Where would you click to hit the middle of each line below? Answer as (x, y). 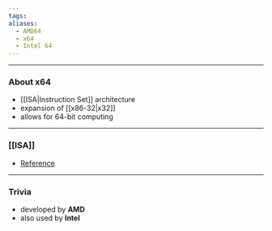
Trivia (20, 191)
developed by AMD (52, 210)
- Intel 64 (34, 46)
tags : (17, 16)
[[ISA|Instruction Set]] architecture (78, 100)
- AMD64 (29, 31)
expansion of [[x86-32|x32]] (68, 108)
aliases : (23, 24)
